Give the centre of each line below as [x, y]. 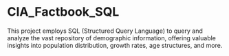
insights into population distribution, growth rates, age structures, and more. [115, 45]
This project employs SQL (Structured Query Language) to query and [105, 31]
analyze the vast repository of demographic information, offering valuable [112, 38]
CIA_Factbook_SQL [63, 12]
